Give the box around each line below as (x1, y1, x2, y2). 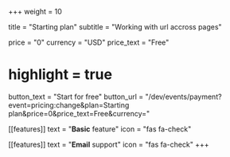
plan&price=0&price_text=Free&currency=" (8, 108, 150, 118)
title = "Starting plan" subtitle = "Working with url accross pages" (8, 22, 222, 31)
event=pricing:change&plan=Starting (8, 100, 130, 110)
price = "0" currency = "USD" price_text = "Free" (8, 37, 170, 47)
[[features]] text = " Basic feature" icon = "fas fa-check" (8, 124, 192, 134)
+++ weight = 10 (8, 7, 62, 16)
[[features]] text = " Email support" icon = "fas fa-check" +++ (8, 139, 209, 149)
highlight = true (8, 65, 113, 84)
